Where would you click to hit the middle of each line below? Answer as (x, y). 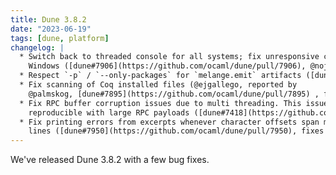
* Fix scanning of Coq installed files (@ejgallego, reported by (158, 85)
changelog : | (37, 47)
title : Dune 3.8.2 (48, 19)
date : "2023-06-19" (51, 29)
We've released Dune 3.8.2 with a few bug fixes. (110, 160)
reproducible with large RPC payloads (109, 112)
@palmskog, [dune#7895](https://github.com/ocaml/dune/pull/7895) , (174, 94)
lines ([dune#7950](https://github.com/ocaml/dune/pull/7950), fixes (176, 131)
